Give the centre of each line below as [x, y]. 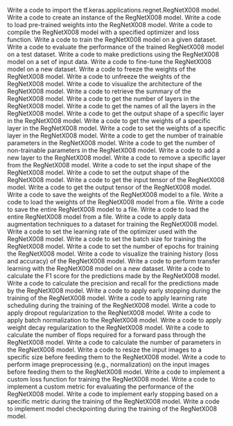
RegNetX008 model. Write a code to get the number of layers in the [103, 99]
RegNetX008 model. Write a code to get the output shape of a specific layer [115, 113]
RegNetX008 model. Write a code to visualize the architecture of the [105, 84]
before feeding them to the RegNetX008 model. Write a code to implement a [116, 372]
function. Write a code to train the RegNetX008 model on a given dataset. [112, 40]
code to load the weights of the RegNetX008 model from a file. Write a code [116, 202]
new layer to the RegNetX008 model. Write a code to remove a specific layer [116, 158]
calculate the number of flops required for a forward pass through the [106, 335]
